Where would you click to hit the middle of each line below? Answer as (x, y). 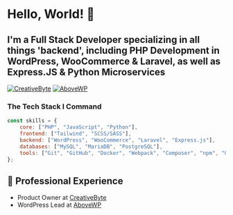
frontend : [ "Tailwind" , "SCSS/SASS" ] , (76, 134)
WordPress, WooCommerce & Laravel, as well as (114, 61)
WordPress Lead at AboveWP (59, 205)
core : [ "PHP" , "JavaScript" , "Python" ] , (79, 127)
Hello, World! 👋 (51, 14)
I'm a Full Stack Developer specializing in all (103, 40)
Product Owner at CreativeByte (62, 198)
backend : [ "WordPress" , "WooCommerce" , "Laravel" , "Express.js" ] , (118, 140)
